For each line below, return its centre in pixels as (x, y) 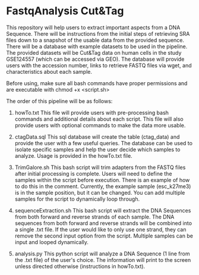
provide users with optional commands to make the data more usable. (100, 125)
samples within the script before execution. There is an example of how (102, 180)
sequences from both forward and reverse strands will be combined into (103, 223)
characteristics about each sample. (49, 71)
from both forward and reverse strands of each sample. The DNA (94, 217)
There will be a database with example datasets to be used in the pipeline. (97, 46)
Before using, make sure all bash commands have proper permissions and (97, 83)
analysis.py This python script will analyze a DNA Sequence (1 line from (102, 254)
